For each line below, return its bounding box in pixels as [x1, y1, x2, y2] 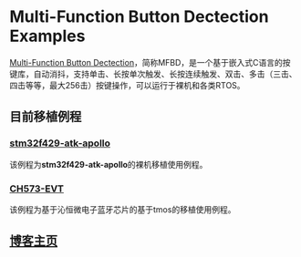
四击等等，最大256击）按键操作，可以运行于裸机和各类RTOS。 [9, 79, 245, 90]
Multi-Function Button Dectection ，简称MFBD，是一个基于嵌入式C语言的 [9, 57, 283, 67]
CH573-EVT [9, 182, 65, 195]
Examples [9, 26, 86, 46]
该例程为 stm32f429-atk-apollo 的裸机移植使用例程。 [9, 159, 208, 170]
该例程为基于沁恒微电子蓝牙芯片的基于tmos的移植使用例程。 [9, 203, 236, 215]
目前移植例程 [9, 109, 82, 125]
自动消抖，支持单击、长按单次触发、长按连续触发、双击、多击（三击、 [33, 68, 297, 79]
